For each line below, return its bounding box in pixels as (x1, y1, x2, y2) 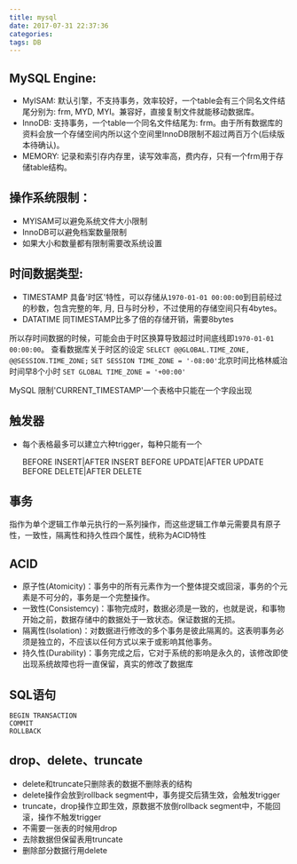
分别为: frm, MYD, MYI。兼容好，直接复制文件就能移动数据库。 (29, 107, 260, 117)
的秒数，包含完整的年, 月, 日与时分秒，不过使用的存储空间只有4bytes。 (21, 303, 282, 313)
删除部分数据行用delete (21, 844, 108, 855)
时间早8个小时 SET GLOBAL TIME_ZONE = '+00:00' (9, 366, 186, 377)
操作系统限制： (9, 190, 91, 205)
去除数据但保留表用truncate (21, 834, 123, 844)
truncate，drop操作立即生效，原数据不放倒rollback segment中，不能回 (21, 800, 281, 811)
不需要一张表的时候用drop (21, 822, 118, 833)
